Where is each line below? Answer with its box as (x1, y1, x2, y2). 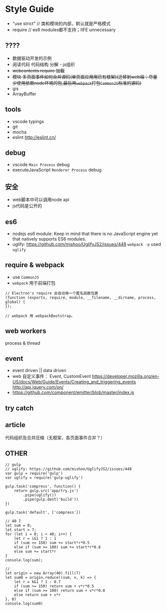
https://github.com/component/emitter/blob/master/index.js (12, 389, 135, 395)
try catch (5, 404, 34, 412)
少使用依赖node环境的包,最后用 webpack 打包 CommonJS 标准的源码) (12, 80, 142, 86)
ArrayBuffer (12, 91, 37, 97)
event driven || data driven (12, 367, 67, 373)
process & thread (5, 340, 41, 346)
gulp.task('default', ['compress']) (5, 510, 81, 515)
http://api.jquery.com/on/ (12, 384, 64, 390)
